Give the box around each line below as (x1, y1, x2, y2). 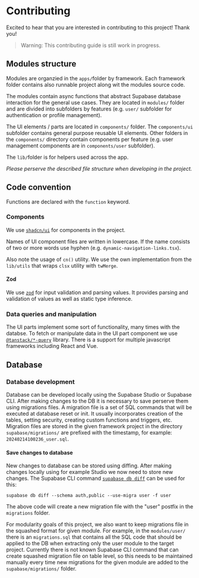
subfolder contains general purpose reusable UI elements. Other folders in (6, 129, 188, 136)
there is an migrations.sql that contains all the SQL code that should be (6, 533, 182, 541)
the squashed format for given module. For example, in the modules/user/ (6, 527, 186, 535)
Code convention (6, 183, 71, 193)
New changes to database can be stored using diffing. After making (6, 462, 172, 469)
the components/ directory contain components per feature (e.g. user (6, 136, 173, 143)
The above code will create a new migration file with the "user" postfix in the (6, 503, 194, 510)
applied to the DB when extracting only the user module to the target (6, 540, 174, 547)
